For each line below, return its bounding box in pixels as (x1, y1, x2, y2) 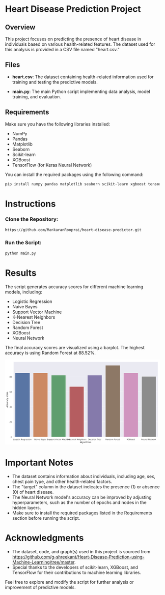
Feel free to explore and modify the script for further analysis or (5, 579, 134, 585)
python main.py (5, 251, 36, 256)
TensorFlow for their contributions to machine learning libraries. (12, 569, 141, 575)
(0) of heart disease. (12, 489, 54, 495)
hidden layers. (12, 505, 41, 510)
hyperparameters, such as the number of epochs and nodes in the (12, 499, 147, 505)
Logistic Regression (12, 298, 53, 304)
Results (5, 268, 37, 279)
